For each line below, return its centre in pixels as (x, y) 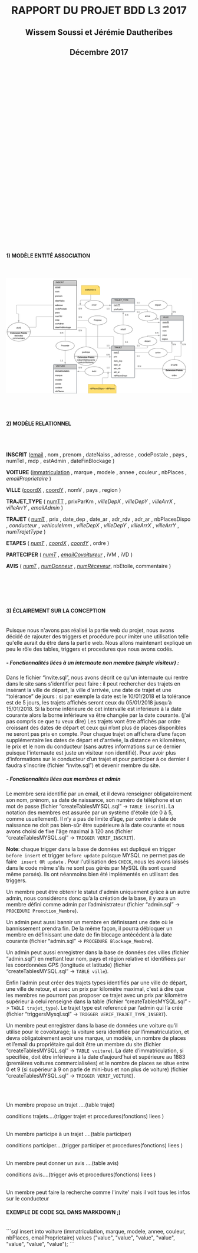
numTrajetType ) (26, 531)
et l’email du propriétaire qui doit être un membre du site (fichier (83, 1044)
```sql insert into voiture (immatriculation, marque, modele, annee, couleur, (96, 1232)
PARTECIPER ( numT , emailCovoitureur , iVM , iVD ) (70, 554)
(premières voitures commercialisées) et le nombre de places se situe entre (98, 1063)
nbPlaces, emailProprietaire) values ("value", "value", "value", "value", (91, 1238)
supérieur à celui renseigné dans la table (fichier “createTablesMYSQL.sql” (97, 1001)
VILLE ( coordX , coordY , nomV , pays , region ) (64, 490)
